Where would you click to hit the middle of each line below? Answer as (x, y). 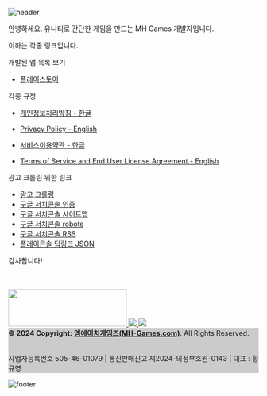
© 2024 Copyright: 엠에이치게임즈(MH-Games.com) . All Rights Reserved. (129, 333)
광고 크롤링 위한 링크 (40, 177)
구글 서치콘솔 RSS (48, 234)
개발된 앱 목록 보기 (37, 62)
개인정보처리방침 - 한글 (55, 113)
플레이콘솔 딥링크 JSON (57, 244)
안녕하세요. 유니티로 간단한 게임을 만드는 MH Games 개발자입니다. (111, 29)
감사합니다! (25, 261)
